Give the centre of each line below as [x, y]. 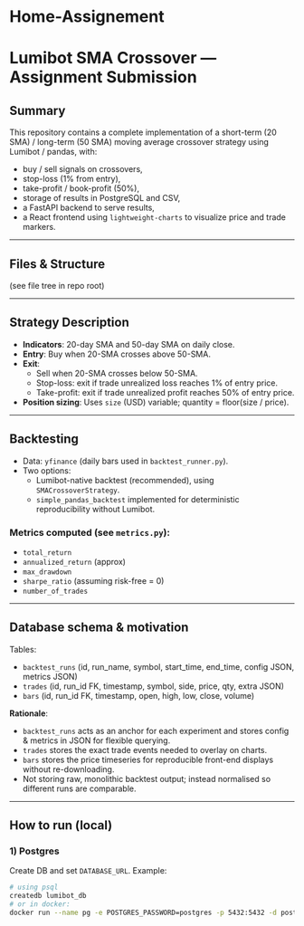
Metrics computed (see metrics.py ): [90, 532]
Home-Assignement [87, 17]
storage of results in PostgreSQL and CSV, [101, 198]
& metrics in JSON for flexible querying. [96, 740]
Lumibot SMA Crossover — [113, 58]
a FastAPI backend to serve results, [89, 208]
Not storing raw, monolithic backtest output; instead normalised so [147, 778]
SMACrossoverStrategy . [78, 490]
